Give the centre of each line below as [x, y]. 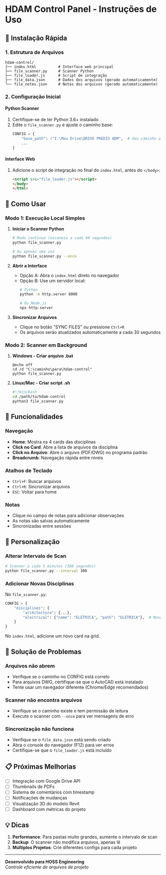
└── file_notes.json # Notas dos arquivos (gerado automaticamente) [82, 84]
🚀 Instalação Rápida [36, 38]
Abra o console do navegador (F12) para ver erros [63, 745]
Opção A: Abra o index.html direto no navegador [69, 275]
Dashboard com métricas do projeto [49, 809]
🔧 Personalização [33, 542]
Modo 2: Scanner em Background [46, 345]
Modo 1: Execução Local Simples [45, 218]
